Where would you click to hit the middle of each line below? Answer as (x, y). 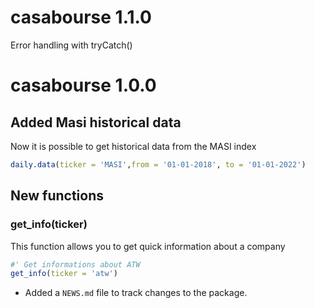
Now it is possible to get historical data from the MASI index (133, 146)
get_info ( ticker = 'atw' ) (64, 274)
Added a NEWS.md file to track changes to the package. (136, 293)
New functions (57, 196)
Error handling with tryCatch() (71, 45)
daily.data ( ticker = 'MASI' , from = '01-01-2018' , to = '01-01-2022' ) (158, 164)
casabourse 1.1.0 (81, 17)
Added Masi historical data (96, 122)
